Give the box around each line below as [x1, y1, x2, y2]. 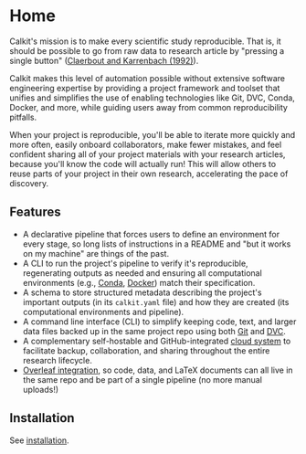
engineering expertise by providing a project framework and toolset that [9, 82, 280, 93]
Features [9, 205, 61, 220]
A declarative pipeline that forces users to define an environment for [22, 228, 280, 239]
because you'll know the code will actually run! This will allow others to [9, 158, 277, 169]
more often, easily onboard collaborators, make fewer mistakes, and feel [9, 139, 282, 150]
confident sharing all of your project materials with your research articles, [9, 148, 286, 160]
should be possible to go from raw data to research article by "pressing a [9, 45, 285, 56]
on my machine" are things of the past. [22, 248, 170, 259]
